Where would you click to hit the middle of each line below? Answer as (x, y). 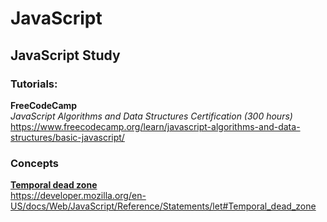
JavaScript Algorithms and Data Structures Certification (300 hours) (151, 116)
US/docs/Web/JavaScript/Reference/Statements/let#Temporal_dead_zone (163, 206)
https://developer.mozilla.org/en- (78, 196)
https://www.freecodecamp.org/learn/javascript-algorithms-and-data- (155, 126)
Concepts (35, 163)
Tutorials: (34, 84)
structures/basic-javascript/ (67, 137)
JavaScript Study (65, 55)
